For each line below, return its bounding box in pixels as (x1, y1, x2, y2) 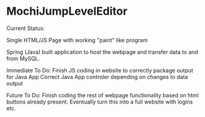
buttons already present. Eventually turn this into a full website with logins (6, 98, 193, 105)
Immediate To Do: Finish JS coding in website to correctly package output (6, 66, 193, 74)
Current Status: (6, 25, 45, 32)
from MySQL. (6, 55, 41, 62)
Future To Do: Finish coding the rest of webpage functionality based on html (6, 91, 199, 99)
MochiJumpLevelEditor (6, 4, 128, 18)
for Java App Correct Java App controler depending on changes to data (6, 73, 188, 80)
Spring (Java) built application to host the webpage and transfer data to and (6, 48, 198, 56)
